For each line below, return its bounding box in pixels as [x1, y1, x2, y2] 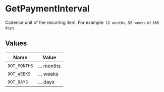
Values [5, 39, 27, 48]
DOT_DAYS [7, 79, 28, 85]
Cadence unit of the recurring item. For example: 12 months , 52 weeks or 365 [5, 19, 160, 25]
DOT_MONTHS [7, 63, 33, 69]
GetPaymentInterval [5, 3, 90, 14]
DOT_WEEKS [7, 71, 31, 77]
